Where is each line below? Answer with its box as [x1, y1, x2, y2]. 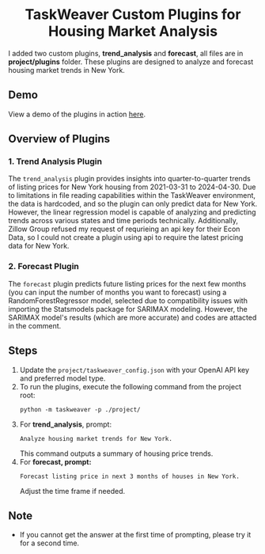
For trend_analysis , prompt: [19, 419, 112, 429]
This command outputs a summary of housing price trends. [19, 449, 214, 458]
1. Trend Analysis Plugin [8, 156, 103, 167]
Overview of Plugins [8, 132, 111, 146]
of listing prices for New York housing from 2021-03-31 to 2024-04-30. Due [8, 182, 256, 192]
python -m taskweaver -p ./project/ [19, 405, 141, 413]
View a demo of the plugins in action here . [8, 109, 146, 119]
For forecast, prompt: [19, 457, 92, 466]
